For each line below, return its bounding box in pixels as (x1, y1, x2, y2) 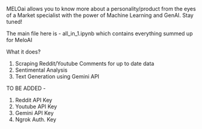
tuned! (6, 18, 22, 25)
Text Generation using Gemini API (15, 73, 99, 80)
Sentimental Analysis (15, 66, 68, 74)
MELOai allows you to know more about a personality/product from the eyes (6, 5, 196, 12)
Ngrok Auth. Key (15, 116, 56, 123)
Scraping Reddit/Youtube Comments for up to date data (15, 60, 155, 67)
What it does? (6, 48, 41, 55)
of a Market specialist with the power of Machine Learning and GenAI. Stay (6, 12, 194, 19)
